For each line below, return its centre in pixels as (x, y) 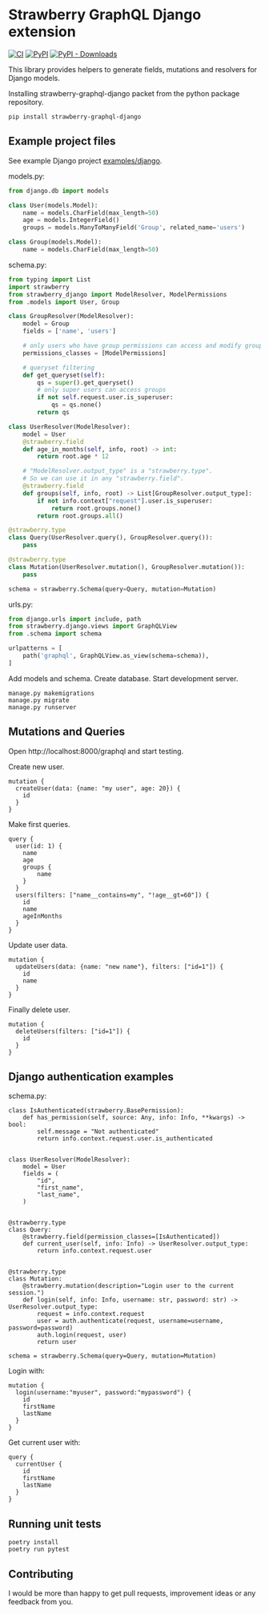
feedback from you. (41, 1602)
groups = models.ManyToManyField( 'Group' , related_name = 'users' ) (134, 228)
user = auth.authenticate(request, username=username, (130, 1321)
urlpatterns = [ (35, 648)
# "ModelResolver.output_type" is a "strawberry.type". (118, 471)
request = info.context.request (91, 1314)
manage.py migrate (39, 700)
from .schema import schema (55, 634)
